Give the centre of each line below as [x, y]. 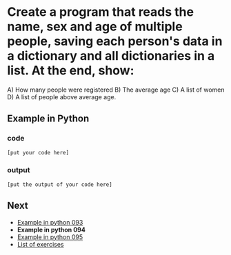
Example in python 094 [51, 229]
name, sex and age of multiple [95, 27]
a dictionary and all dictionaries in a [111, 56]
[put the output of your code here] [60, 184]
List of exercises [40, 244]
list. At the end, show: [71, 71]
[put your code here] [38, 152]
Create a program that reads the [101, 12]
